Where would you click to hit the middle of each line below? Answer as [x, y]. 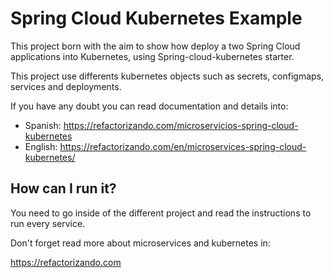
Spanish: [43, 125]
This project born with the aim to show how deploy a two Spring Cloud [155, 46]
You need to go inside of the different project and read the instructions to [161, 213]
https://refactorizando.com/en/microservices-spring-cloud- [183, 146]
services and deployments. [66, 86]
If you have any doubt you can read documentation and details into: [149, 106]
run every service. [48, 223]
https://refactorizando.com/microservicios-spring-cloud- [181, 125]
